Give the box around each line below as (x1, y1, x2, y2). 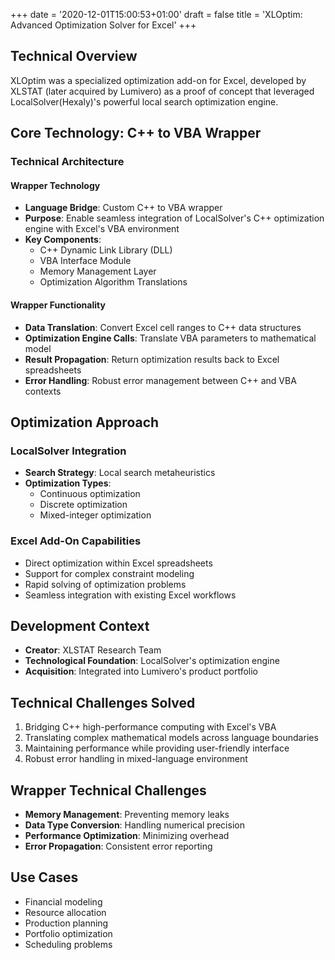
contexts (24, 385, 62, 397)
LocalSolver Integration (10, 444, 127, 458)
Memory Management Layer (39, 265, 157, 278)
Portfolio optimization (24, 927, 113, 939)
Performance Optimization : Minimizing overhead (24, 829, 230, 841)
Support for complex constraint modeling (24, 567, 195, 579)
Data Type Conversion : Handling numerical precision (24, 819, 245, 831)
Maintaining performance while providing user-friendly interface (24, 742, 290, 754)
